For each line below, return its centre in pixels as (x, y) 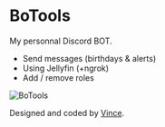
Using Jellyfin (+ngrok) (66, 68)
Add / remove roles (58, 77)
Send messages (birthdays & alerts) (89, 58)
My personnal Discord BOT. (61, 41)
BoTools (40, 16)
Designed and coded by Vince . (67, 112)
